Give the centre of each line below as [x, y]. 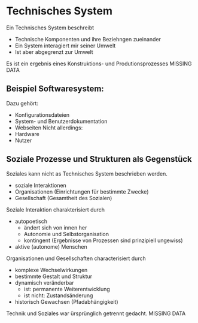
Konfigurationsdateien [42, 114]
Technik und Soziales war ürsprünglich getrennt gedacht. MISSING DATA [96, 313]
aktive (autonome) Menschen [51, 246]
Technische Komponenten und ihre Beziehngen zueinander [88, 39]
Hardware [27, 134]
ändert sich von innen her [55, 227]
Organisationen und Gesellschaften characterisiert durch [76, 258]
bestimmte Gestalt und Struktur [54, 276]
